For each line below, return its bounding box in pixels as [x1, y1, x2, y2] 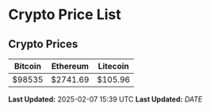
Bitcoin [13, 61, 42, 71]
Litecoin [98, 61, 129, 71]
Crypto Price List [8, 6, 121, 24]
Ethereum [51, 61, 90, 71]
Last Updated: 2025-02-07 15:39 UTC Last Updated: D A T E [8, 95, 203, 104]
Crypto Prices [8, 37, 79, 51]
